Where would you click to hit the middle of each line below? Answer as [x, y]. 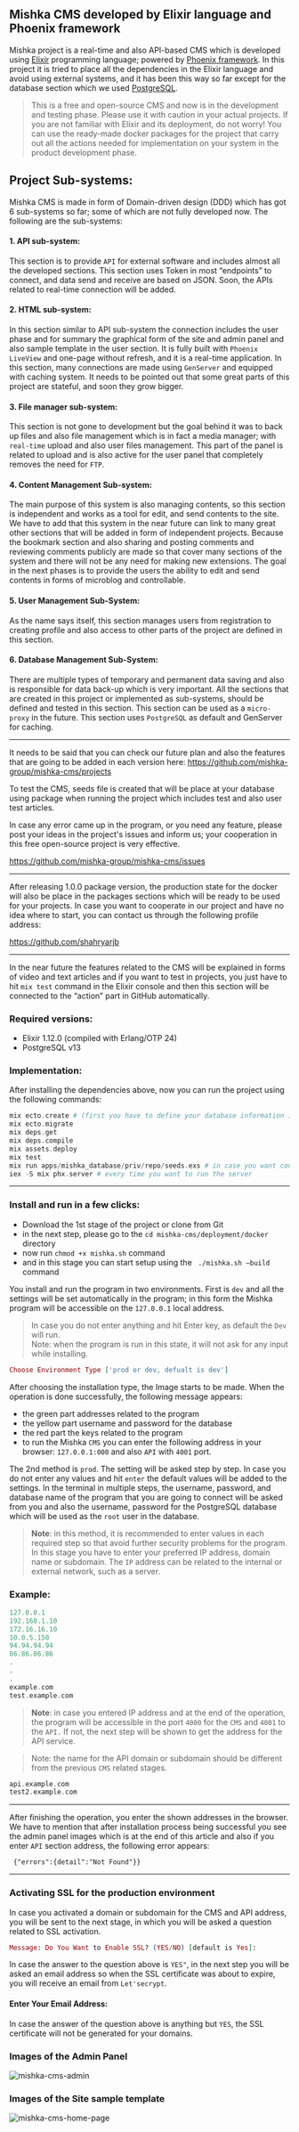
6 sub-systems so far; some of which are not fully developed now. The [139, 211]
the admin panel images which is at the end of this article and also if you [141, 1836]
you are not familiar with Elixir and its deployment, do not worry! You [156, 124]
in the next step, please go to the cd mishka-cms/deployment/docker [145, 1233]
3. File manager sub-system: [64, 407]
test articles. [32, 807]
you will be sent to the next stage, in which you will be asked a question [141, 1922]
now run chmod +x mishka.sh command [93, 1253]
